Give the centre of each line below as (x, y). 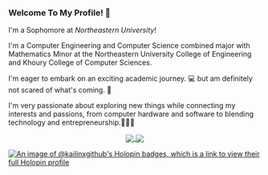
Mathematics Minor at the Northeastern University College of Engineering (130, 54)
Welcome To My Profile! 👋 (59, 13)
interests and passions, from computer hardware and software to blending (131, 114)
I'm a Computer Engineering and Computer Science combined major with (129, 46)
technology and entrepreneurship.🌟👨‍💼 (71, 122)
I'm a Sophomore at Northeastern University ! (82, 30)
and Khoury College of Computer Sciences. (80, 62)
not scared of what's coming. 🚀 (60, 90)
